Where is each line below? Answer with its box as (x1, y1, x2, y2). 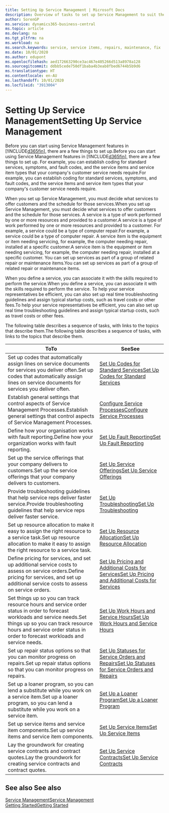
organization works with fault (8, 439, 76, 446)
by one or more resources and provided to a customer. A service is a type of (5, 217, 162, 223)
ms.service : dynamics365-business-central (5, 21, 96, 27)
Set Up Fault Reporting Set (99, 433, 161, 440)
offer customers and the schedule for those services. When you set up (5, 201, 151, 207)
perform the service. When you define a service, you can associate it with (5, 280, 157, 286)
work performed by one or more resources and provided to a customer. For (5, 222, 161, 228)
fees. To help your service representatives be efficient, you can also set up (5, 302, 159, 308)
